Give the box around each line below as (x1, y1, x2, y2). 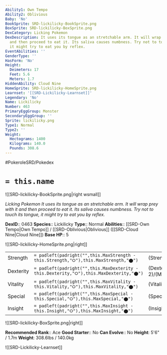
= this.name (5, 177, 55, 186)
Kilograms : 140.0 (9, 141, 46, 146)
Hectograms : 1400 (9, 137, 46, 142)
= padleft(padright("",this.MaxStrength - (34, 252, 136, 258)
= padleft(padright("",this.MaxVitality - (34, 279, 136, 284)
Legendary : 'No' (5, 95, 39, 100)
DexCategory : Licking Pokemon (5, 30, 68, 35)
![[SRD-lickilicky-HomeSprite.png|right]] (5, 241, 87, 247)
